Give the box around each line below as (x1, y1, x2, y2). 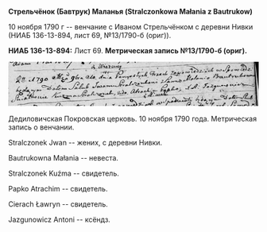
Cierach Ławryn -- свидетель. (8, 199, 109, 209)
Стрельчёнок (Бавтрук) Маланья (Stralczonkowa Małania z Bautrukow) (8, 7, 253, 16)
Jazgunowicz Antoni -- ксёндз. (8, 215, 111, 225)
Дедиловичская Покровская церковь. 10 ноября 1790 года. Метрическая (8, 114, 257, 124)
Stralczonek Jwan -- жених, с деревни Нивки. (8, 138, 163, 148)
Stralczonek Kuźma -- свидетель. (8, 168, 119, 178)
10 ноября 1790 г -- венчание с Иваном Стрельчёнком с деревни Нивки (8, 22, 253, 31)
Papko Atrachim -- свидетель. (8, 184, 108, 194)
